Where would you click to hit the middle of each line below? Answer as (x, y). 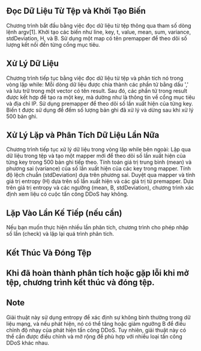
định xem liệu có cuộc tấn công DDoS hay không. (67, 194)
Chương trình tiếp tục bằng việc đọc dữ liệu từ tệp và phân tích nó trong (95, 78)
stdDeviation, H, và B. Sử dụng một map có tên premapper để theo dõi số (97, 38)
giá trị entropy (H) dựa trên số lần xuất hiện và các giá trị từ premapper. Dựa (100, 181)
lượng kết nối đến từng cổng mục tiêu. (53, 44)
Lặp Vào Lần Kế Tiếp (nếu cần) (64, 213)
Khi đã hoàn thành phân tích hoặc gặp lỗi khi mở (97, 273)
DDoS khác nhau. (28, 343)
